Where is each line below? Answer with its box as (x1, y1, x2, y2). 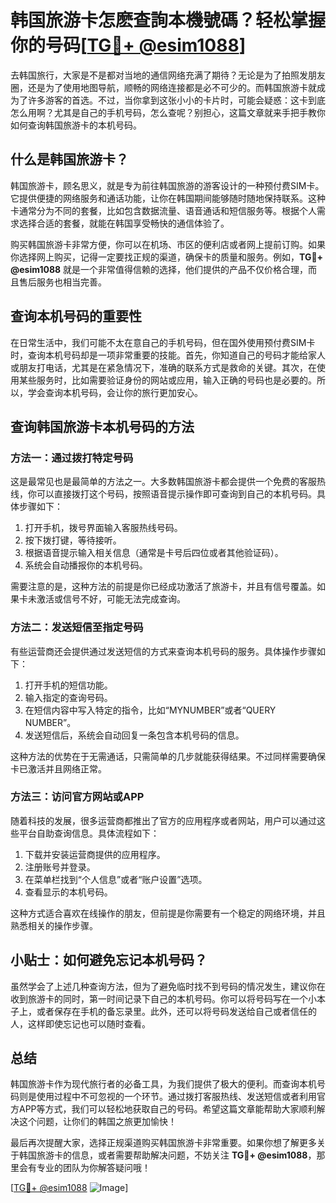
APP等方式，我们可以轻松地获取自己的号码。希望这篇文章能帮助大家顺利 (18, 1103, 317, 1115)
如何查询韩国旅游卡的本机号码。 (10, 119, 142, 131)
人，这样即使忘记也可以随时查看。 (10, 1017, 151, 1030)
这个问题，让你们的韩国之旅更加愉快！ (18, 1116, 177, 1128)
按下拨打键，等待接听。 (24, 534, 122, 546)
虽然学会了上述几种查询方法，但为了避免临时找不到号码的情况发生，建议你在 (10, 980, 326, 992)
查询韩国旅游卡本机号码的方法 (10, 418, 195, 435)
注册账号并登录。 (24, 861, 96, 873)
